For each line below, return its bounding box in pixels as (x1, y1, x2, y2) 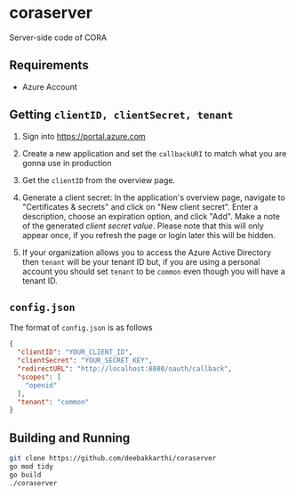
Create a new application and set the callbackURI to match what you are (21, 148, 287, 158)
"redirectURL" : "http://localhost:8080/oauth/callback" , (17, 364, 233, 373)
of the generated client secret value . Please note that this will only (21, 220, 264, 231)
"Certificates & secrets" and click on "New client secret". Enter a (21, 201, 259, 212)
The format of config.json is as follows (9, 323, 153, 333)
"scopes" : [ (17, 372, 62, 381)
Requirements (9, 58, 89, 73)
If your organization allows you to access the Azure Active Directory (21, 247, 272, 258)
